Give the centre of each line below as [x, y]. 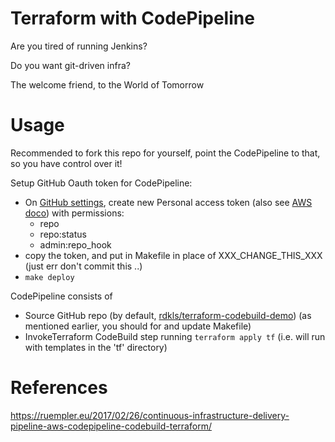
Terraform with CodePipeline [132, 18]
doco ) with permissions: [74, 213]
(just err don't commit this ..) [83, 266]
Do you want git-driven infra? [70, 65]
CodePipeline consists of [61, 296]
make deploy [49, 277]
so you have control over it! [66, 163]
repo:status [63, 234]
